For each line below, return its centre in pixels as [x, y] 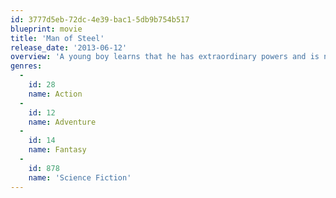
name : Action [55, 94]
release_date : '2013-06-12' [69, 47]
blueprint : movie [46, 29]
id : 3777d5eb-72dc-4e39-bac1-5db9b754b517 [100, 19]
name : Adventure [62, 122]
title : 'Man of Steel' [57, 38]
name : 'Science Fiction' [80, 177]
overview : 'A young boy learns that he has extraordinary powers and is [165, 57]
